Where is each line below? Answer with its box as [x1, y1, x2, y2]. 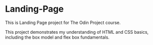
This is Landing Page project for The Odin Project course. [5, 20, 121, 25]
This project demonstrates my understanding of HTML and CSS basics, [5, 29, 149, 35]
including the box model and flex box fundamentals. [5, 34, 110, 40]
